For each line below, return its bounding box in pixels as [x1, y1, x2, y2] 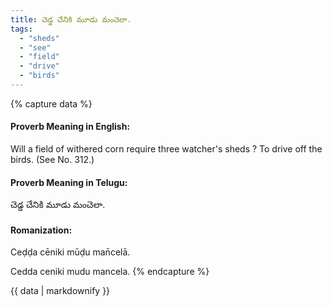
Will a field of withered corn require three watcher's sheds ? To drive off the [10, 143, 323, 155]
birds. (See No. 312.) [10, 154, 95, 166]
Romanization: [10, 224, 73, 236]
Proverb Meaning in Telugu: [10, 176, 128, 188]
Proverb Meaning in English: [10, 121, 131, 133]
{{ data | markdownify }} [10, 285, 111, 297]
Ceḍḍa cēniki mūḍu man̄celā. [10, 246, 131, 258]
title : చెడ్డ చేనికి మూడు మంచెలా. [10, 14, 132, 25]
